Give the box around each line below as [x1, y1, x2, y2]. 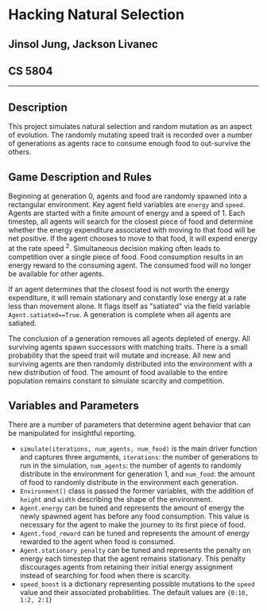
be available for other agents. [8, 268, 105, 278]
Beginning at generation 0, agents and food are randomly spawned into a [8, 191, 248, 201]
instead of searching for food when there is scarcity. [19, 571, 192, 581]
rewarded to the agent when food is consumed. [19, 537, 176, 546]
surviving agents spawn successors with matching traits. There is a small [8, 342, 248, 351]
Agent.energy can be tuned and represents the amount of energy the [19, 503, 245, 513]
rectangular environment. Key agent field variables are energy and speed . [8, 200, 246, 210]
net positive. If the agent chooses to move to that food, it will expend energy [8, 233, 258, 244]
